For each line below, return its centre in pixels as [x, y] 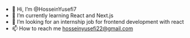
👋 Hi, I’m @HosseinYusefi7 [44, 9]
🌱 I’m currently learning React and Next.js [63, 15]
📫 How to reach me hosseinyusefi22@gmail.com [72, 28]
